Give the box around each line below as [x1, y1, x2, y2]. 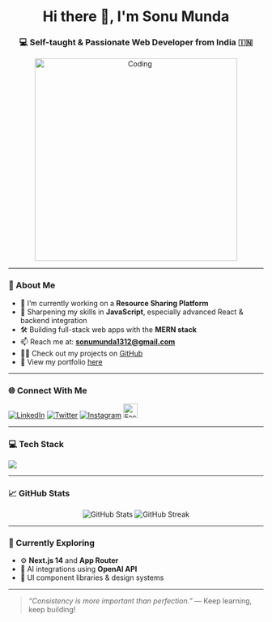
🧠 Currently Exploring [8, 537, 96, 548]
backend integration [19, 315, 87, 325]
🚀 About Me [8, 279, 56, 291]
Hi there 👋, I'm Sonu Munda [42, 7, 230, 26]
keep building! [28, 604, 76, 614]
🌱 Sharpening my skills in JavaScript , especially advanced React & [19, 307, 244, 317]
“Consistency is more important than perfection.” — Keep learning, [28, 595, 253, 606]
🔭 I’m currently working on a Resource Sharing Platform [19, 298, 209, 308]
